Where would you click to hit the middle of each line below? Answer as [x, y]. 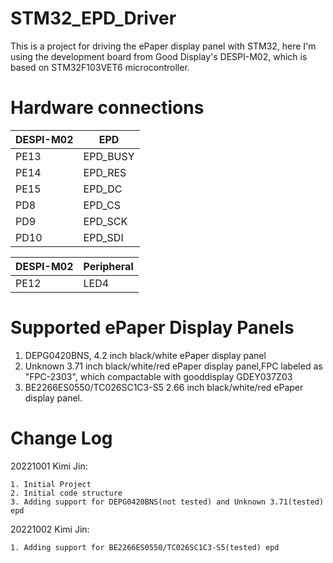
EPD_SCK [105, 221]
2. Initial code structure [66, 493]
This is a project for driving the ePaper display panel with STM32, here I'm [163, 46]
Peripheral [108, 266]
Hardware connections [107, 108]
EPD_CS [102, 205]
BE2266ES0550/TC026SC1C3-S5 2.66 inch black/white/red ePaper [164, 387]
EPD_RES [105, 172]
